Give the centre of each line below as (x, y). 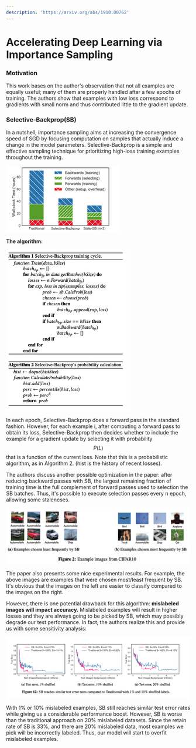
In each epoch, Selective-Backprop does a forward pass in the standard (93, 420)
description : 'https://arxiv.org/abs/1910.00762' (68, 12)
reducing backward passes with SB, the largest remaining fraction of (89, 481)
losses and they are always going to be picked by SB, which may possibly (95, 616)
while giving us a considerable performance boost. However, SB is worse (94, 714)
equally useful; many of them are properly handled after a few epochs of (94, 92)
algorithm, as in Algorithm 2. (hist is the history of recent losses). (84, 463)
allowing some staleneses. (38, 500)
